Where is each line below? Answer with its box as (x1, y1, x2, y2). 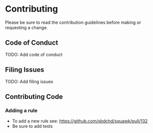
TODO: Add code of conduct (5, 51, 63, 57)
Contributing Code (5, 92, 63, 100)
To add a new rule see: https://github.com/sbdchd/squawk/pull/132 (12, 118, 148, 124)
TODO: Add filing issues (5, 79, 53, 84)
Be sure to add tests (12, 123, 53, 129)
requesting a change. (5, 24, 48, 30)
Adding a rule (5, 107, 38, 114)
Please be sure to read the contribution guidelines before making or (5, 19, 141, 25)
